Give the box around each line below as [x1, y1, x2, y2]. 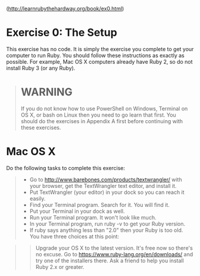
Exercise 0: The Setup [6, 26, 117, 39]
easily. [29, 195, 46, 202]
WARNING [20, 86, 73, 99]
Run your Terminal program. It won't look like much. [29, 214, 157, 221]
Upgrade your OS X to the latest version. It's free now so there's [35, 244, 193, 252]
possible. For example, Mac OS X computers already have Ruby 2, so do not [6, 58, 193, 65]
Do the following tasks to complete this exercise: [6, 164, 126, 171]
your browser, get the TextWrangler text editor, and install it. [29, 182, 177, 189]
